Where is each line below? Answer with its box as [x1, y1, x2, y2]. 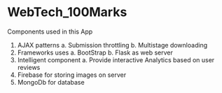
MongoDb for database [17, 78, 85, 86]
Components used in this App [7, 27, 93, 36]
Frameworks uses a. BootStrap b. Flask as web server [17, 48, 173, 57]
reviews [17, 63, 41, 71]
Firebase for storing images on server [17, 71, 127, 79]
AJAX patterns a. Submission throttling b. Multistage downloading [17, 41, 208, 49]
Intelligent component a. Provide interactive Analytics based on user [17, 55, 215, 64]
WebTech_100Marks [7, 4, 127, 20]
